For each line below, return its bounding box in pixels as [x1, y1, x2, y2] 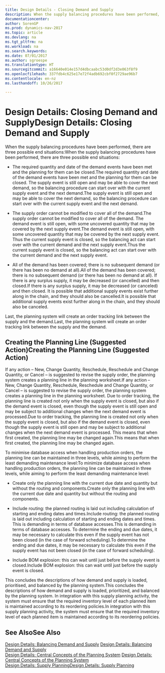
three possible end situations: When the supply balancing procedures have [5, 149, 156, 155]
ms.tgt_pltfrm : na [5, 40, 43, 44]
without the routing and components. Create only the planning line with [12, 485, 155, 492]
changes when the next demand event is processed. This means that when [5, 429, 158, 435]
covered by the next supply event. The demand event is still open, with [12, 226, 155, 232]
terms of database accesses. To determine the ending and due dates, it [12, 527, 158, 533]
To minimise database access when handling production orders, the [5, 450, 143, 456]
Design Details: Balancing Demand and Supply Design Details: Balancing [5, 641, 152, 647]
